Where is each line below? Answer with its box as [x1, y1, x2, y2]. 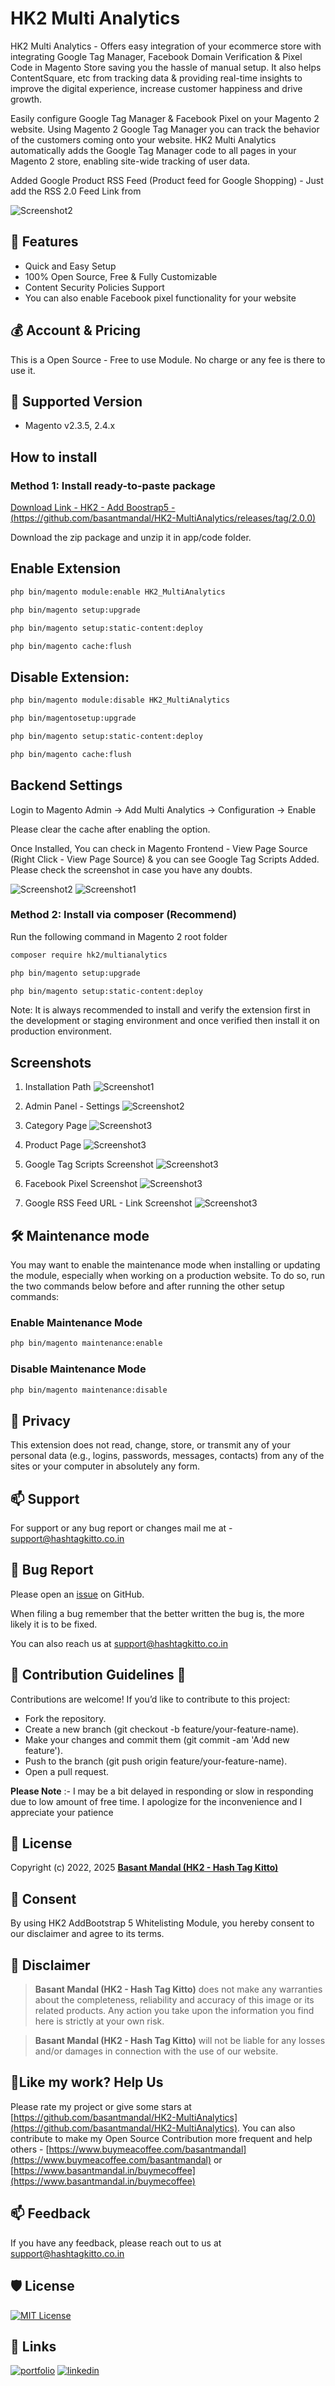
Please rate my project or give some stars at [10, 2100, 192, 2112]
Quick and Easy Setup [24, 260, 117, 272]
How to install [10, 448, 98, 466]
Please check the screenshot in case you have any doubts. [10, 863, 253, 876]
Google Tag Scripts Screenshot [24, 1158, 154, 1171]
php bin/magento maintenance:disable [10, 1385, 168, 1395]
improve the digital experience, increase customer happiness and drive [10, 82, 303, 94]
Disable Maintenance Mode [10, 1362, 147, 1376]
